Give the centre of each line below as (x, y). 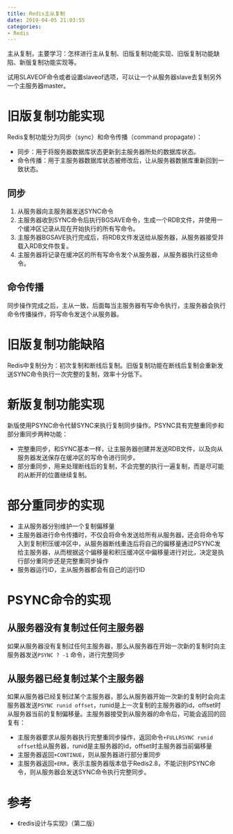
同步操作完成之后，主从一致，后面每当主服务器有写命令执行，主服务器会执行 (116, 305)
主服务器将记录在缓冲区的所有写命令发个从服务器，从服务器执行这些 (114, 255)
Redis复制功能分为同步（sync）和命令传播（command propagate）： (105, 137)
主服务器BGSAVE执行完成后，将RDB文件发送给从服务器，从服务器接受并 (120, 237)
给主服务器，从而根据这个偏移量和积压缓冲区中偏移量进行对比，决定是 (118, 552)
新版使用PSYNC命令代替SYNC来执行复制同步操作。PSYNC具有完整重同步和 (115, 425)
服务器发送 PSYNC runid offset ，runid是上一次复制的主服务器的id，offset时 (114, 705)
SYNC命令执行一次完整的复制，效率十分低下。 (79, 374)
